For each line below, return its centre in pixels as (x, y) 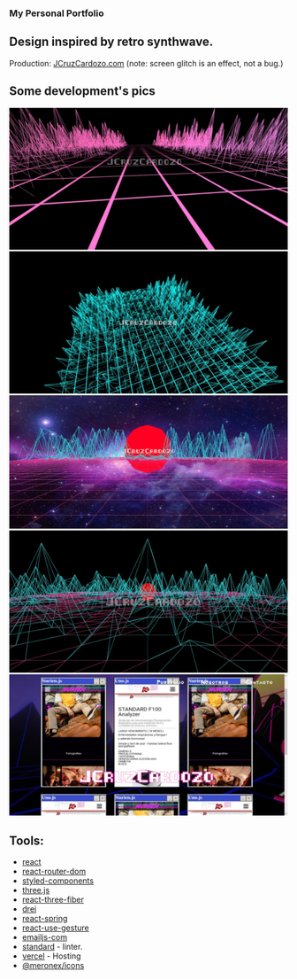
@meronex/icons (53, 966)
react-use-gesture (56, 928)
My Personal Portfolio (57, 13)
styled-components (58, 881)
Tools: (27, 840)
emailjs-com (45, 937)
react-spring (45, 919)
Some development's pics (83, 91)
